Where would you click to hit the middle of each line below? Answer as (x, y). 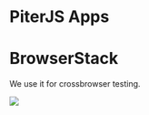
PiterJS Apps (60, 17)
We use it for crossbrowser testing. (75, 84)
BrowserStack (64, 59)
